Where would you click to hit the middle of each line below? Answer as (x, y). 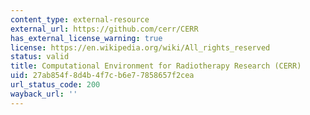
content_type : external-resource (80, 19)
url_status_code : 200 (55, 85)
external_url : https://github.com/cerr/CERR (104, 29)
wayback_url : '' (44, 94)
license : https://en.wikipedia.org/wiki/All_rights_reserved (140, 47)
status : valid (40, 57)
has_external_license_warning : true (86, 38)
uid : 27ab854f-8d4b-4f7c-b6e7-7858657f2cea (102, 76)
